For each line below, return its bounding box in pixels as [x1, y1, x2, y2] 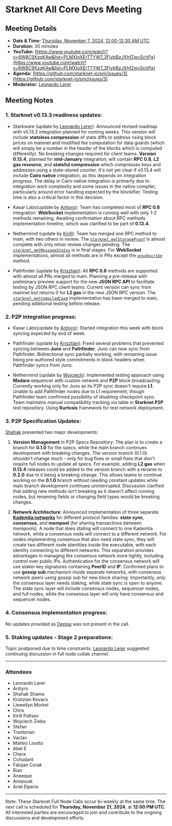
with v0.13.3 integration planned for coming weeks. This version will [12, 128, 156, 135]
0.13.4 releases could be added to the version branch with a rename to [12, 466, 162, 473]
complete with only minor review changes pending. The [12, 241, 131, 247]
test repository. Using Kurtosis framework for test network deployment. [12, 405, 165, 411]
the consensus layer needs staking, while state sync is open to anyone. [12, 580, 163, 586]
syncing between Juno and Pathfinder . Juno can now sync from [12, 345, 150, 352]
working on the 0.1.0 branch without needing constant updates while [12, 477, 158, 484]
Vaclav [12, 735, 27, 741]
